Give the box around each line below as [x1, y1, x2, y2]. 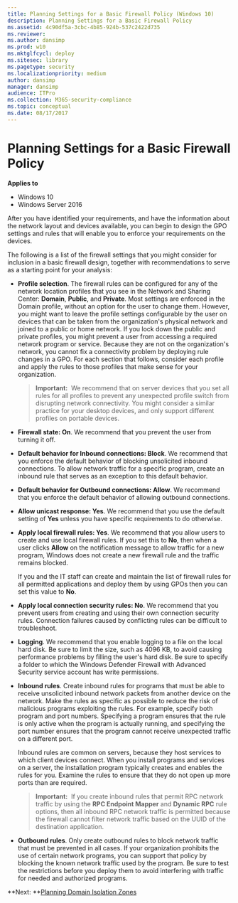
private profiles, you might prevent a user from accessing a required [17, 332, 217, 341]
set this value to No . [17, 587, 77, 596]
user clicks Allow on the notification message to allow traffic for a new [17, 543, 225, 552]
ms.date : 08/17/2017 [7, 109, 69, 117]
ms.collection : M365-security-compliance [7, 97, 132, 104]
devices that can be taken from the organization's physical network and [17, 317, 228, 326]
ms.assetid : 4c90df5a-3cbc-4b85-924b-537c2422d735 [7, 23, 161, 31]
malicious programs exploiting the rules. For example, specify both [17, 704, 213, 712]
